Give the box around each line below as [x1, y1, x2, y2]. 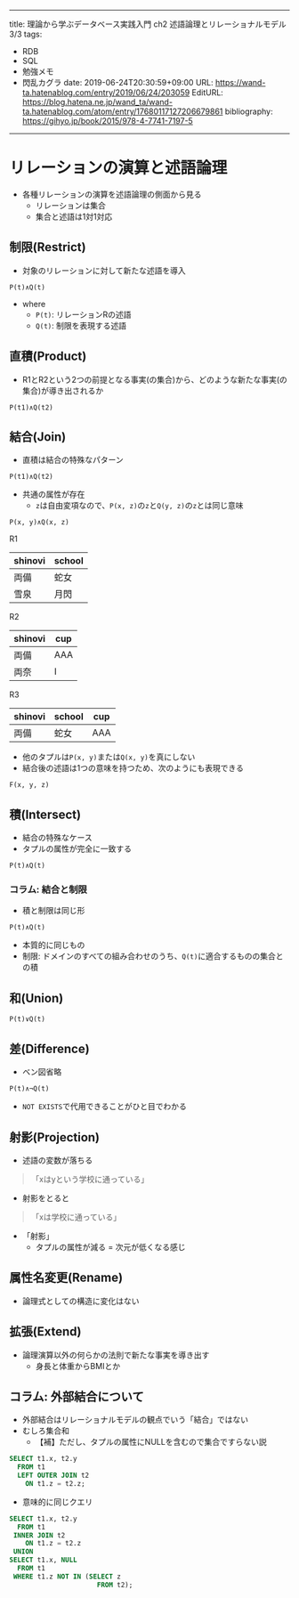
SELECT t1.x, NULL [9, 1555, 77, 1565]
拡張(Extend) [9, 1324, 82, 1340]
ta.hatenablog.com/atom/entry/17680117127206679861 [21, 106, 223, 117]
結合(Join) [9, 429, 67, 444]
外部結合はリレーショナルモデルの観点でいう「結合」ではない [21, 1415, 249, 1425]
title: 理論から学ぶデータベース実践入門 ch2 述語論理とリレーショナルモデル [9, 19, 287, 29]
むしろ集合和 [21, 1425, 69, 1436]
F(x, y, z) [9, 781, 50, 790]
